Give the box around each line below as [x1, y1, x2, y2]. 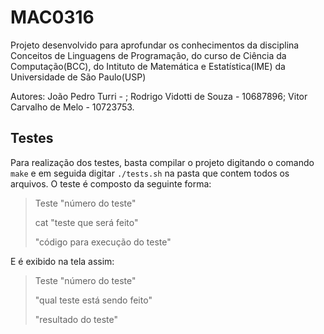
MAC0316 [10, 6, 95, 29]
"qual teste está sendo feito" [34, 294, 153, 306]
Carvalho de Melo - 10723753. [10, 101, 135, 113]
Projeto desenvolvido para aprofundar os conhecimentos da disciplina [10, 39, 300, 51]
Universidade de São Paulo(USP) [10, 71, 147, 83]
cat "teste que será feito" [34, 216, 139, 228]
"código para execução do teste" [34, 236, 172, 248]
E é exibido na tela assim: [10, 255, 115, 267]
